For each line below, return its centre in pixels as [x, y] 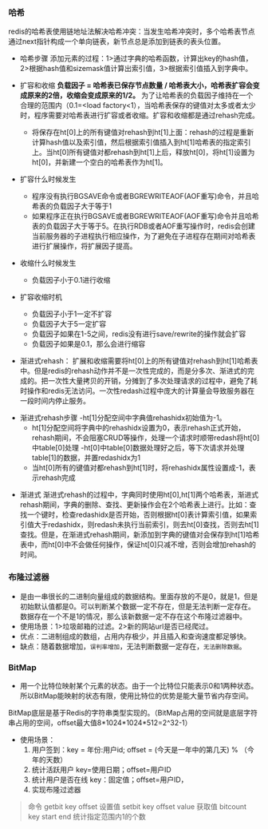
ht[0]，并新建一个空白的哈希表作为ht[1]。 [99, 162]
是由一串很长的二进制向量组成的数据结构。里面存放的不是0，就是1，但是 [139, 596]
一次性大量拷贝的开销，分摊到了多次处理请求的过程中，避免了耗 [152, 381]
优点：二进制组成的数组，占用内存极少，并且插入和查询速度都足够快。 [135, 636]
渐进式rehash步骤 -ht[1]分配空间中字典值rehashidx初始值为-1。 [123, 418]
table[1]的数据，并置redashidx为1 [86, 458]
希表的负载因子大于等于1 [72, 206]
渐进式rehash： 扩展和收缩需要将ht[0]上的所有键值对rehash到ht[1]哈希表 [139, 361]
